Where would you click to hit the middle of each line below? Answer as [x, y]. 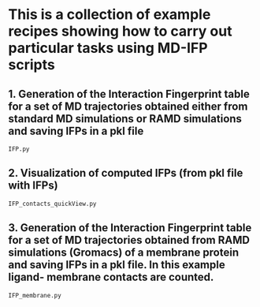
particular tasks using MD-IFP [108, 48]
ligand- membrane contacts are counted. [111, 277]
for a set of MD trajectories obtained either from [128, 106]
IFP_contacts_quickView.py [52, 204]
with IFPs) [33, 186]
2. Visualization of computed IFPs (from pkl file [126, 173]
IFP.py [19, 149]
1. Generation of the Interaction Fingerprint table [129, 94]
